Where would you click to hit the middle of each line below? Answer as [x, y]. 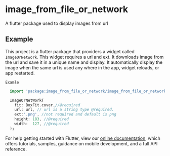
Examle [12, 82]
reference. [16, 149]
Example [19, 39]
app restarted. [20, 73]
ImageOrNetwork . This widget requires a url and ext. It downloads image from [84, 57]
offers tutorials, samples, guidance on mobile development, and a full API [81, 143]
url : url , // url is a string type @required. [64, 110]
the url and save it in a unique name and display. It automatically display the [84, 62]
